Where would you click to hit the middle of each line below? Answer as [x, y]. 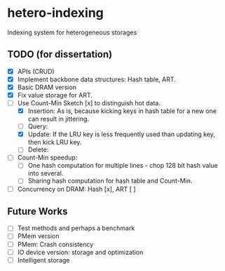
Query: [38, 126]
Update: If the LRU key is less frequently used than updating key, [122, 134]
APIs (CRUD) [36, 71]
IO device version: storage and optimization [80, 252]
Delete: [38, 150]
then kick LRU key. [55, 143]
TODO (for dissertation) [60, 54]
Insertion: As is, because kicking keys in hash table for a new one [122, 111]
